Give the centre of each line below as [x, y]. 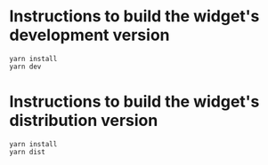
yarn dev [25, 67]
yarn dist [28, 152]
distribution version [84, 121]
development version [89, 35]
